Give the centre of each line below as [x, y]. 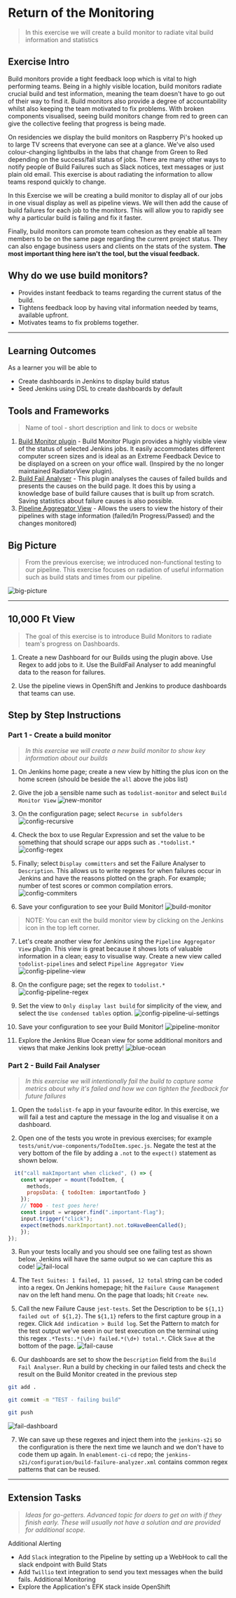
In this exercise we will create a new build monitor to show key [115, 750]
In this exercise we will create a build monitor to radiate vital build [119, 32]
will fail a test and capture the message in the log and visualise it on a [118, 1117]
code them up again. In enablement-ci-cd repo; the [91, 1455]
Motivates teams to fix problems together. [78, 322]
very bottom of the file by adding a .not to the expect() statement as [117, 1153]
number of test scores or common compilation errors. [96, 886]
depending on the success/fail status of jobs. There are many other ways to [117, 159]
